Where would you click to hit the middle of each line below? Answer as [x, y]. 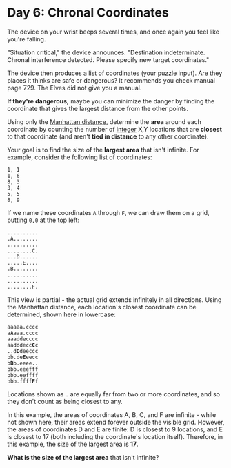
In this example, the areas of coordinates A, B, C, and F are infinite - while [112, 414]
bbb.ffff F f [23, 381]
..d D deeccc [23, 351]
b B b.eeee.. [23, 363]
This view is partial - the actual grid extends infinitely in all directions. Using [114, 299]
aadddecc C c [23, 345]
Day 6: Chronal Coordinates [88, 13]
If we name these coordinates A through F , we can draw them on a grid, [108, 212]
